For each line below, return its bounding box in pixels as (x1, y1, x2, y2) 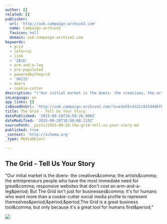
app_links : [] (5, 100, 35, 105)
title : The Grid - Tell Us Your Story (5, 109, 85, 114)
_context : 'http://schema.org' (5, 132, 70, 137)
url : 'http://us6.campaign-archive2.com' (9, 21, 97, 26)
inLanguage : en (5, 95, 37, 100)
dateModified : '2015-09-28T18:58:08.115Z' (5, 118, 94, 123)
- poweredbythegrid (9, 72, 50, 77)
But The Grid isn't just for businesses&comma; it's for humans (29, 188, 157, 194)
